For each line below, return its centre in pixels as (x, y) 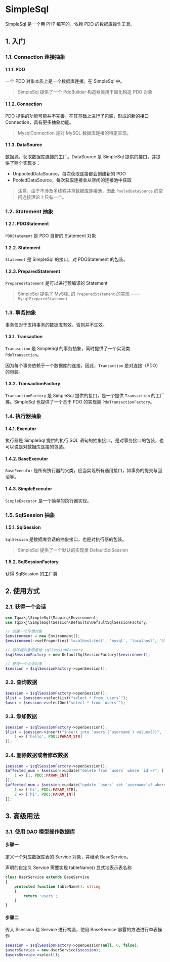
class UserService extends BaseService (47, 877)
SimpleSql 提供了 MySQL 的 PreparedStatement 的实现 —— (79, 294)
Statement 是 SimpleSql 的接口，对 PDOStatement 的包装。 (67, 259)
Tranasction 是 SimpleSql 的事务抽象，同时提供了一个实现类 (68, 348)
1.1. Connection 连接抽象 (35, 57)
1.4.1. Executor (21, 429)
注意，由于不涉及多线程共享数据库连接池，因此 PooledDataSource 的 (88, 191)
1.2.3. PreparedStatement (33, 271)
